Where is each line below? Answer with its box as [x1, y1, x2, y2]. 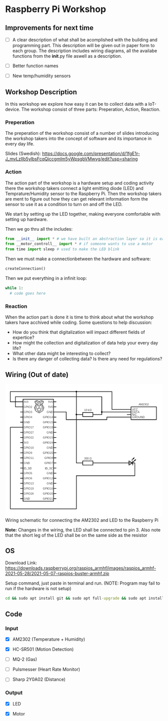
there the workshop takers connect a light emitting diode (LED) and [5, 185, 144, 191]
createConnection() [5, 266, 46, 271]
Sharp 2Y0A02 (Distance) [12, 676, 66, 682]
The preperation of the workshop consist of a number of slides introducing [5, 130, 159, 136]
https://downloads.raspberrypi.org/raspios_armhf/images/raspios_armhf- [5, 565, 156, 571]
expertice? [12, 334, 34, 340]
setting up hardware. [5, 216, 48, 222]
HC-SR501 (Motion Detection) [12, 646, 74, 652]
